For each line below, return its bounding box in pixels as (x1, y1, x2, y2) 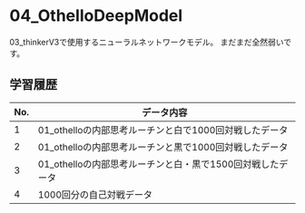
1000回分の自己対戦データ (37, 188, 152, 200)
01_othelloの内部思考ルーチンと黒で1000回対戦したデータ (37, 140, 289, 153)
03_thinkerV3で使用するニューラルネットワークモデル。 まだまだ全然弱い (9, 36, 284, 47)
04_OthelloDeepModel (9, 5, 183, 26)
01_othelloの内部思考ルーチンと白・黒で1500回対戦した (37, 158, 280, 170)
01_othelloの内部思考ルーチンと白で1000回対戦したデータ (37, 123, 289, 136)
